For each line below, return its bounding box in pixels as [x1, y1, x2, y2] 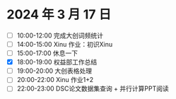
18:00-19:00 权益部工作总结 [16, 58, 98, 66]
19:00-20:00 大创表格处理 [16, 66, 93, 75]
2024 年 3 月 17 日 [6, 6, 112, 23]
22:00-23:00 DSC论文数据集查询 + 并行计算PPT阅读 [16, 84, 169, 93]
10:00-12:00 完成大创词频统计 [16, 31, 104, 40]
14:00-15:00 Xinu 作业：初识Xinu [16, 40, 113, 48]
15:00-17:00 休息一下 [16, 49, 78, 57]
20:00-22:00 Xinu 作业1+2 [16, 76, 93, 84]
